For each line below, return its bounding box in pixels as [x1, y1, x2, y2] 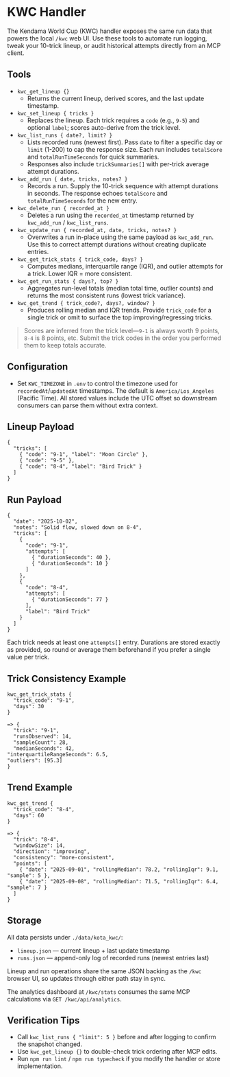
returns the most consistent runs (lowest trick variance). [27, 291, 186, 299]
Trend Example [7, 782, 73, 793]
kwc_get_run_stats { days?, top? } [16, 277, 119, 285]
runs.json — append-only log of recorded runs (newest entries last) [16, 953, 209, 962]
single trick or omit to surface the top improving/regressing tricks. [27, 313, 214, 321]
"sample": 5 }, [7, 872, 51, 879]
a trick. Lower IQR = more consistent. [27, 269, 132, 277]
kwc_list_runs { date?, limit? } [16, 132, 113, 139]
